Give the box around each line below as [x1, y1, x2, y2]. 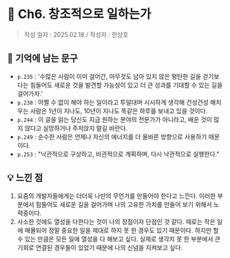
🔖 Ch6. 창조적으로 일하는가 [7, 6, 151, 22]
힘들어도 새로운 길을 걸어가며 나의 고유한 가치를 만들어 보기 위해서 [35, 200, 212, 208]
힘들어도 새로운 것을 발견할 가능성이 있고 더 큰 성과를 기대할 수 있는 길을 [30, 81, 223, 89]
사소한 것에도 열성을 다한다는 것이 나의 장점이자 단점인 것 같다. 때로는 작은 [17, 217, 216, 226]
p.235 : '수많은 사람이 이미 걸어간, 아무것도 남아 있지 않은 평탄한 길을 [17, 72, 202, 80]
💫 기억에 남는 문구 [7, 52, 78, 64]
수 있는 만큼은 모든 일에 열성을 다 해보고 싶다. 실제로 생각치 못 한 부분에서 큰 [17, 235, 221, 243]
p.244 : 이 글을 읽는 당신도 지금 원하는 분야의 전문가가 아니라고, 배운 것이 [17, 115, 212, 123]
